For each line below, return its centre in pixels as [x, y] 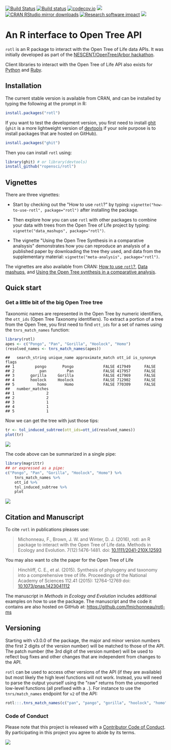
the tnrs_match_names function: [37, 330]
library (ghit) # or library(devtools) [46, 162]
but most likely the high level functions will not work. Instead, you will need [83, 677]
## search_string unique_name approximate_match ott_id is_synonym [81, 358]
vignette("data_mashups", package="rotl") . [59, 231]
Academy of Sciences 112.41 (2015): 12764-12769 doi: [74, 581]
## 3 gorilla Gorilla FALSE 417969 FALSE [81, 376]
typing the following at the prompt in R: [46, 103]
